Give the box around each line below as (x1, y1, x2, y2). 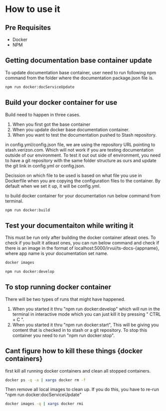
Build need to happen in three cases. (5, 111, 81, 118)
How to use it (5, 3, 61, 15)
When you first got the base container (12, 121, 91, 127)
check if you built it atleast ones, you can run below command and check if (5, 240, 160, 246)
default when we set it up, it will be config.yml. (5, 183, 101, 189)
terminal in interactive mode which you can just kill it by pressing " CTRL (12, 311, 161, 317)
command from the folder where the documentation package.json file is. (5, 75, 154, 81)
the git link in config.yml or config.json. (5, 163, 85, 169)
